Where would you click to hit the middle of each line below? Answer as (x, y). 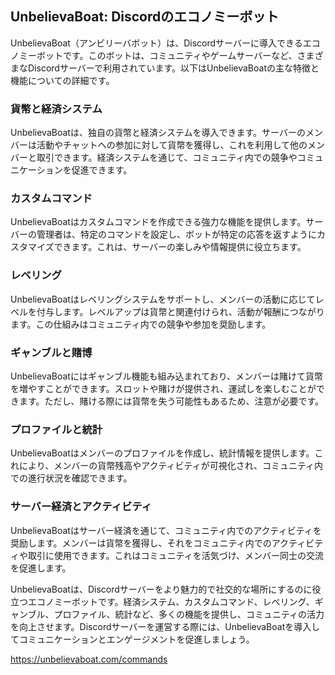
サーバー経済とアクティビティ (81, 507)
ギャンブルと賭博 (51, 352)
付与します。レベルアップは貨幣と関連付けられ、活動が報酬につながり (180, 311)
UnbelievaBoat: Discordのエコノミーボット (145, 17)
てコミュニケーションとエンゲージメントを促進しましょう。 (132, 639)
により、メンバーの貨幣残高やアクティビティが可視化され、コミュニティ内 (171, 466)
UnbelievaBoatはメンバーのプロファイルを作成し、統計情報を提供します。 (162, 453)
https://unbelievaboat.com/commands (89, 659)
